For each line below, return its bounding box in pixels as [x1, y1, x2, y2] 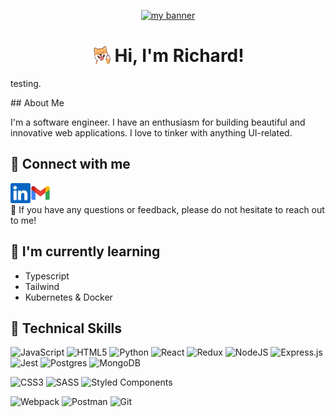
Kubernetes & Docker [24, 291, 113, 303]
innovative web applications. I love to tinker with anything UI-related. [10, 126, 293, 139]
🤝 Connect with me [10, 156, 131, 173]
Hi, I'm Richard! [114, 45, 245, 67]
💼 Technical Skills [10, 320, 123, 337]
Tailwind [24, 280, 60, 292]
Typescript [24, 270, 70, 282]
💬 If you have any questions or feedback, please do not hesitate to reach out [10, 203, 325, 215]
